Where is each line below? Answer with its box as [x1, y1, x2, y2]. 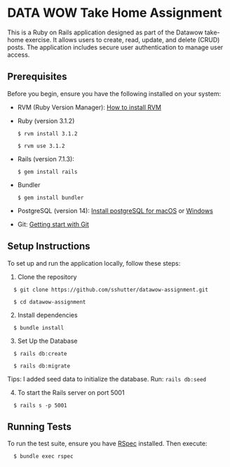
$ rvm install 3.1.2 [17, 130, 78, 137]
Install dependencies [17, 311, 79, 319]
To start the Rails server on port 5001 [17, 388, 125, 397]
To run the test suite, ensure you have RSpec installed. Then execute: [7, 440, 208, 448]
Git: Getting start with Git [17, 219, 90, 229]
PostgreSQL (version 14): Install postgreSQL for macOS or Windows [17, 206, 214, 215]
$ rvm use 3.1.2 [17, 142, 65, 149]
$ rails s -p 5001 [13, 402, 68, 409]
